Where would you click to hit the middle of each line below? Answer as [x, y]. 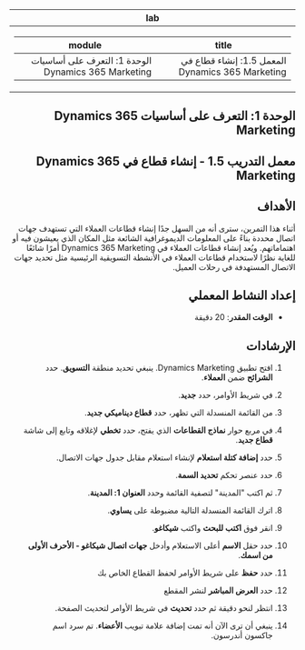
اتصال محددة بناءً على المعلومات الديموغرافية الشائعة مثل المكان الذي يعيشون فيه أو [154, 238]
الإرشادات [271, 346]
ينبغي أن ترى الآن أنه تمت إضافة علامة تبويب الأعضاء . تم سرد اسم [163, 625]
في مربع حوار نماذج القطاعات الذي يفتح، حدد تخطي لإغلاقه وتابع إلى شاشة [148, 430]
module [85, 45]
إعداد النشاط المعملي [242, 295]
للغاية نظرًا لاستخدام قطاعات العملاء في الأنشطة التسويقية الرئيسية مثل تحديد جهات [155, 257]
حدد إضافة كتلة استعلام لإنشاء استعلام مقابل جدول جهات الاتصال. [164, 457]
